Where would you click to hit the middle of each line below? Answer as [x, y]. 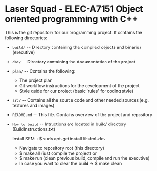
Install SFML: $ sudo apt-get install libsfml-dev [59, 139]
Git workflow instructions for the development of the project [79, 85]
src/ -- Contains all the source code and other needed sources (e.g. [80, 100]
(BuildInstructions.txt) [34, 129]
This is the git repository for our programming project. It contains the [74, 32]
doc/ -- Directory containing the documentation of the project [73, 62]
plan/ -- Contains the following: [44, 71]
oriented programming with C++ [71, 19]
